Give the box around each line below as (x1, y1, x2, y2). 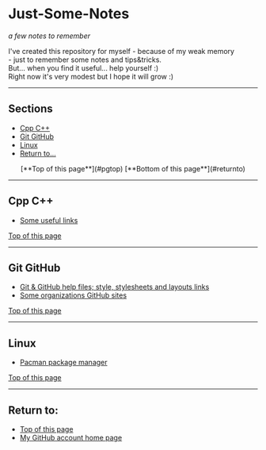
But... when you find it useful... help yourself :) (8, 63, 159, 72)
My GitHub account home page (19, 433, 123, 442)
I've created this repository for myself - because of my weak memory (8, 46, 235, 56)
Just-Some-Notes (8, 5, 130, 23)
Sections (8, 102, 53, 116)
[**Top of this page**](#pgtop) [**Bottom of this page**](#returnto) (21, 163, 245, 173)
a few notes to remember (8, 31, 91, 40)
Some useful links (19, 215, 78, 225)
